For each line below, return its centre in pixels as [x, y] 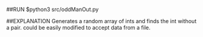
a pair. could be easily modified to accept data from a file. [78, 28]
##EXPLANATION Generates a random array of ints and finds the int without [101, 21]
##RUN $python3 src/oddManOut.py [53, 9]
